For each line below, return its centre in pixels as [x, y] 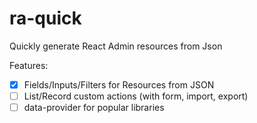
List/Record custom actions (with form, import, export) [136, 96]
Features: [29, 65]
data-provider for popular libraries [94, 108]
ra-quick [45, 18]
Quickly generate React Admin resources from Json [116, 46]
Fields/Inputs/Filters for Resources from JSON [119, 84]
